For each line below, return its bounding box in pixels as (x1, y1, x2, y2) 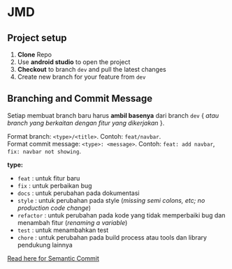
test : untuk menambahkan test (17, 226, 109, 234)
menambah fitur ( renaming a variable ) (17, 218, 128, 226)
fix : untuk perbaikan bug (17, 181, 92, 190)
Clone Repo (17, 50, 52, 59)
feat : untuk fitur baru (17, 174, 80, 182)
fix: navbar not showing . (7, 147, 82, 155)
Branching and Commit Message (7, 93, 153, 105)
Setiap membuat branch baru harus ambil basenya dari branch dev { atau (7, 111, 219, 119)
